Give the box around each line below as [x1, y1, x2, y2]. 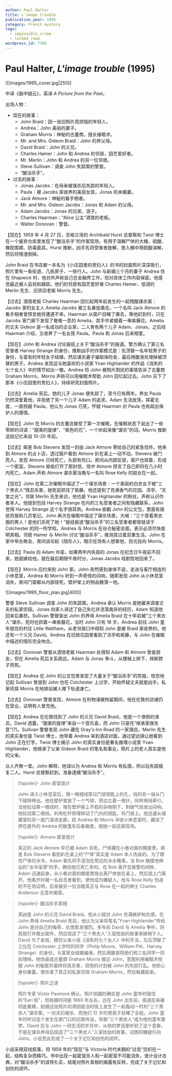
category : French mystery [5, 21, 60, 27]
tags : [5, 27, 17, 32]
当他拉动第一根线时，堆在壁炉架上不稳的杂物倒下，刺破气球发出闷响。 [17, 804, 166, 810]
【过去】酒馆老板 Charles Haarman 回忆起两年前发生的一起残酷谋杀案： [5, 298, 157, 304]
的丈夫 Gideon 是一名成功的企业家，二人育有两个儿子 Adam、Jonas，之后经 [5, 323, 166, 330]
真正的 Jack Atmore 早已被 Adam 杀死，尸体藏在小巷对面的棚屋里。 [17, 845, 161, 851]
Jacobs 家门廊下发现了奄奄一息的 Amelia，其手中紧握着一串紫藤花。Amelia [5, 317, 164, 323]
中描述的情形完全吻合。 [5, 638, 55, 644]
